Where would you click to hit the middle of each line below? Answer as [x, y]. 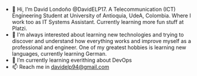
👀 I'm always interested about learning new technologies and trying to [98, 35]
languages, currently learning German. [59, 54]
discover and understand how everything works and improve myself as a [101, 41]
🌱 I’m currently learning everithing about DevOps [72, 60]
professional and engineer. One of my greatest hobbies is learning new [99, 47]
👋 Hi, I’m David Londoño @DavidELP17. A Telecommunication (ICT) [94, 9]
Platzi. [19, 28]
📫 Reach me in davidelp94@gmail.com [60, 67]
